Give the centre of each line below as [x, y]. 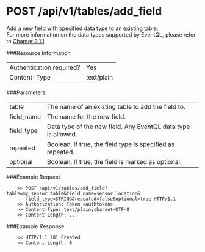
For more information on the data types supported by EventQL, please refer [101, 34]
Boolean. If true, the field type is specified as [111, 144]
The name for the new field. [86, 116]
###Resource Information [39, 53]
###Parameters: [27, 92]
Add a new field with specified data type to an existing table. [82, 28]
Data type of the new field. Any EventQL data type [118, 127]
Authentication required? [45, 67]
